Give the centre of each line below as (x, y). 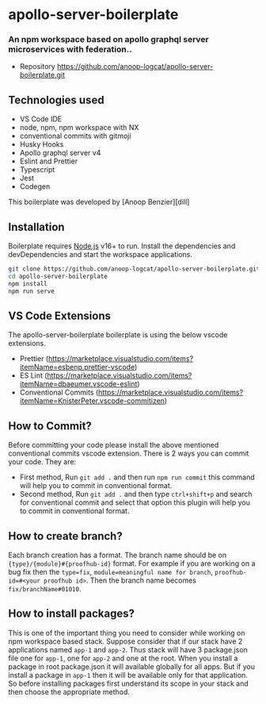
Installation (36, 227)
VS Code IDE (40, 119)
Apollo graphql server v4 (60, 153)
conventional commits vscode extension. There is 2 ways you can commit (129, 453)
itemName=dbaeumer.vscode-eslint (78, 384)
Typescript (37, 170)
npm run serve (32, 291)
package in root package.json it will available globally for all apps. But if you (132, 666)
